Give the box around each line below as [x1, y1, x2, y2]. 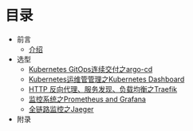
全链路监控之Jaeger [28, 104, 94, 113]
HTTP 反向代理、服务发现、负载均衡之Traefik [28, 84, 178, 93]
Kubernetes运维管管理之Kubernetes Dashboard [28, 74, 185, 84]
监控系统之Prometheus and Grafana [28, 94, 147, 104]
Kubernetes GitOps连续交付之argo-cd [28, 64, 153, 73]
